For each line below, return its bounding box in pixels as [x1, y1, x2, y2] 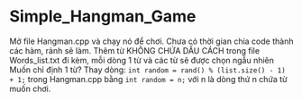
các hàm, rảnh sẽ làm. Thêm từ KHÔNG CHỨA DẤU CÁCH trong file [9, 45, 260, 55]
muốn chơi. [9, 83, 51, 94]
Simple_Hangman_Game [9, 6, 197, 27]
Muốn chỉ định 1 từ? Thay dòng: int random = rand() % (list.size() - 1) [9, 64, 286, 75]
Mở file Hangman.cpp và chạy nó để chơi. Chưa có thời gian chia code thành [9, 36, 294, 46]
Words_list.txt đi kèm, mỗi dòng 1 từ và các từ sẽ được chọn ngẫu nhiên [9, 55, 275, 65]
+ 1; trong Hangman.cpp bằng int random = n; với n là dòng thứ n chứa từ [9, 73, 288, 84]
